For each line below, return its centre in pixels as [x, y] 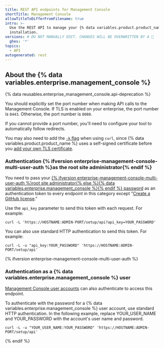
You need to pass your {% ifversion [41, 178]
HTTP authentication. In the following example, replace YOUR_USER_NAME [81, 313]
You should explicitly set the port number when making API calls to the [76, 104]
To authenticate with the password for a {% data [54, 303]
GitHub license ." [21, 199]
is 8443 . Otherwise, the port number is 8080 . [49, 114]
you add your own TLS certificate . [39, 149]
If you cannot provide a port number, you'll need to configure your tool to [79, 124]
